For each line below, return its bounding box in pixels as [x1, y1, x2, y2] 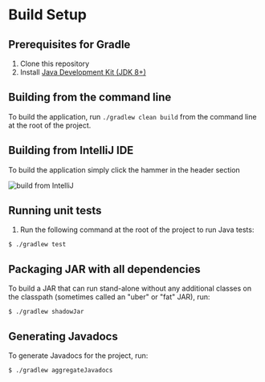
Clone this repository [19, 59, 90, 68]
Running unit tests [8, 204, 102, 217]
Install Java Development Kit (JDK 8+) [19, 67, 147, 77]
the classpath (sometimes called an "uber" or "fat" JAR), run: [8, 292, 210, 302]
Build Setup [8, 6, 87, 24]
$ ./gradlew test [8, 241, 67, 249]
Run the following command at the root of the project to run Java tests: [19, 225, 255, 234]
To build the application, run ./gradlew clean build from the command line [8, 112, 257, 121]
